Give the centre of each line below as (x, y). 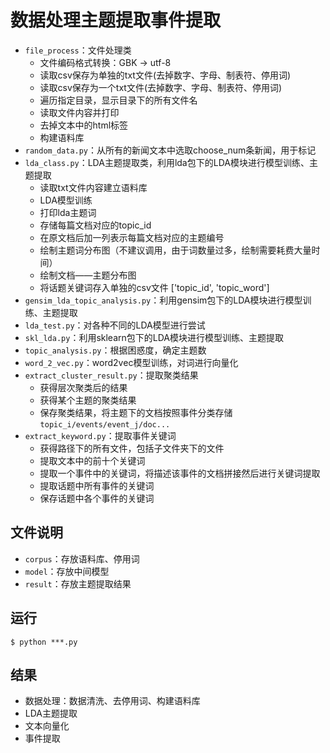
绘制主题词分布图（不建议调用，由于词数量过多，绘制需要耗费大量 (175, 250)
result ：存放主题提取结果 (78, 583)
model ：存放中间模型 (67, 571)
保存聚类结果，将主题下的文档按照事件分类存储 (136, 412)
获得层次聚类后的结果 (83, 387)
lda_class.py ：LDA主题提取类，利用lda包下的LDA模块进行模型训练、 (167, 162)
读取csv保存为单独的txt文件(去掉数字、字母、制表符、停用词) (165, 75)
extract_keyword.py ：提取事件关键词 (100, 435)
